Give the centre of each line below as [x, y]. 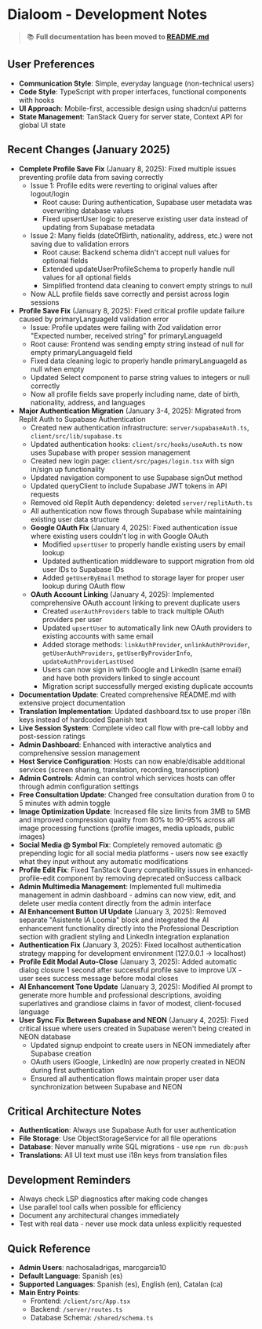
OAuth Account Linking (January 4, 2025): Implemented [122, 594]
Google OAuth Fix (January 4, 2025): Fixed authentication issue [134, 527]
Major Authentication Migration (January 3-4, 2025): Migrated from [130, 411]
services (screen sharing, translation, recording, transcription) [119, 769]
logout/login [50, 193]
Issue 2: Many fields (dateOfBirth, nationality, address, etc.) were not [142, 235]
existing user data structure [75, 519]
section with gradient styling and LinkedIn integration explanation [124, 936]
